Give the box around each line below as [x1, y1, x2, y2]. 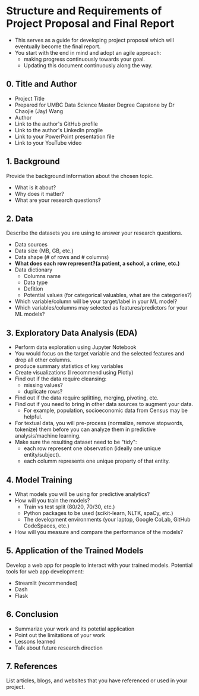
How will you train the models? [14, 497, 90, 504]
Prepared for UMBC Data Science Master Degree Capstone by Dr [14, 101, 175, 108]
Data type [23, 279, 48, 286]
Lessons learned [14, 638, 56, 645]
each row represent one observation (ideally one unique [23, 445, 162, 452]
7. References [6, 661, 58, 672]
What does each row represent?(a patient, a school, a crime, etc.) [14, 260, 180, 267]
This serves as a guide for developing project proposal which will [14, 36, 174, 43]
